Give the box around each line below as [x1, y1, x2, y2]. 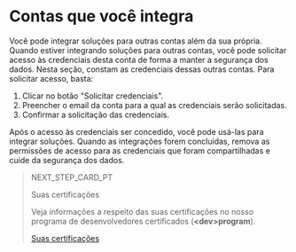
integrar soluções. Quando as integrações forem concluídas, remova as [9, 136, 270, 146]
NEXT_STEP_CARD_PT [30, 171, 113, 183]
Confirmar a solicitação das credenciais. [21, 109, 170, 120]
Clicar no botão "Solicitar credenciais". [21, 91, 164, 101]
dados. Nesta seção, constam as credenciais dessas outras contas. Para [9, 64, 275, 75]
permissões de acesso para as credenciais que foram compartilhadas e [9, 145, 270, 156]
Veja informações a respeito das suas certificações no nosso [30, 206, 254, 217]
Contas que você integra [9, 6, 194, 27]
